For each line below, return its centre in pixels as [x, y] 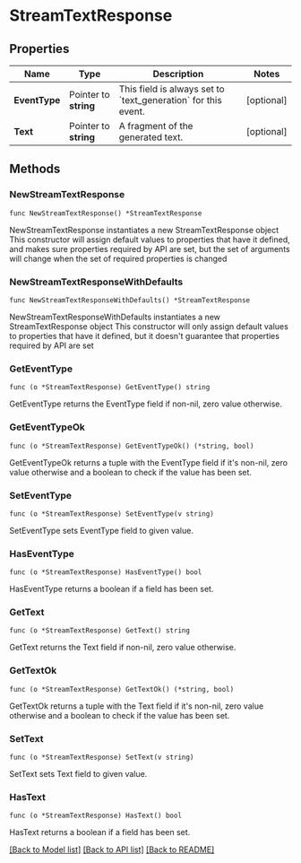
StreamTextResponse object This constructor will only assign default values [149, 326]
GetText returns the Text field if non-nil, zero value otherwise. [123, 648]
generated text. [151, 137]
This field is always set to [172, 89]
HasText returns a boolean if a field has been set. [100, 832]
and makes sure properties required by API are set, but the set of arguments [150, 248]
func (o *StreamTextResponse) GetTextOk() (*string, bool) [122, 689]
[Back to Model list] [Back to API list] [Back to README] [112, 850]
